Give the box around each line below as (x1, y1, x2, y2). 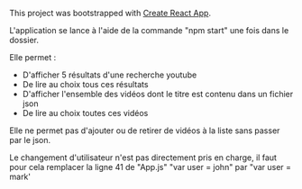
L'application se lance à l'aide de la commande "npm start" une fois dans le (9, 25, 289, 35)
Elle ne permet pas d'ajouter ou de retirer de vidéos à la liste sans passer (9, 125, 280, 136)
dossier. (9, 35, 39, 45)
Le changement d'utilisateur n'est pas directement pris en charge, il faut (9, 152, 278, 163)
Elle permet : (9, 52, 57, 62)
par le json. (9, 135, 51, 145)
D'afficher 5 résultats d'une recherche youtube (22, 69, 197, 80)
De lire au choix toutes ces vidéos (22, 108, 149, 118)
